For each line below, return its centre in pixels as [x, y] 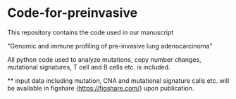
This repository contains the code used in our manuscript [91, 32]
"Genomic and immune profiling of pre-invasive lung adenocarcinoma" [110, 46]
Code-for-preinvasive [73, 13]
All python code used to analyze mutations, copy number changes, [105, 59]
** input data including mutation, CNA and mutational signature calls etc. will [118, 80]
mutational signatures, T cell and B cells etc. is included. [89, 67]
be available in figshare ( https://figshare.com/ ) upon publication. [101, 88]
